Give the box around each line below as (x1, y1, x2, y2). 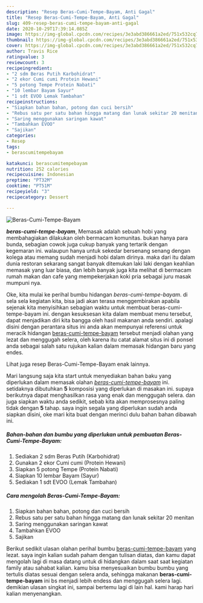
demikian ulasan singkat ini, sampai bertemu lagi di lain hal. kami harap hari (6, 583, 194, 590)
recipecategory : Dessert (6, 194, 69, 200)
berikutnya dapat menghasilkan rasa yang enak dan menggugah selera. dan (6, 391, 195, 399)
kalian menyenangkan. (6, 590, 62, 597)
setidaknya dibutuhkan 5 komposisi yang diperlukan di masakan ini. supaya (6, 385, 194, 392)
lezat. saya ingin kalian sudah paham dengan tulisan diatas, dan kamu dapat (6, 551, 196, 558)
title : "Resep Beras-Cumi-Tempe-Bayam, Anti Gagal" (6, 15, 139, 21)
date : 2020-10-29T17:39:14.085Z (6, 25, 88, 32)
